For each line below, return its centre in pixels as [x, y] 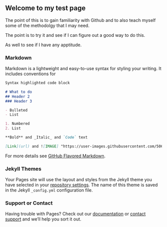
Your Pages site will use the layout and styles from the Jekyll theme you [79, 180]
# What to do [19, 92]
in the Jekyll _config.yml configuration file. [49, 190]
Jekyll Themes [23, 169]
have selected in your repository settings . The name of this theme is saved [82, 185]
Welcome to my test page [45, 8]
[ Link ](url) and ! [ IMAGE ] [32, 146]
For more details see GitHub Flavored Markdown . [55, 156]
